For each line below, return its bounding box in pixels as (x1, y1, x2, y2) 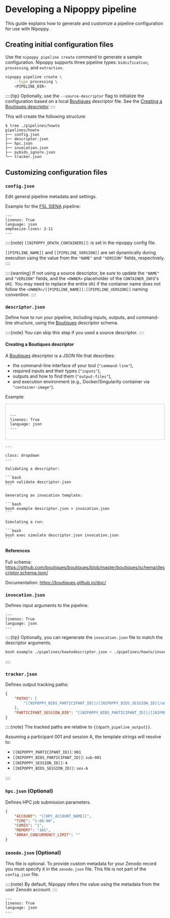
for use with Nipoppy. (5, 25, 50, 31)
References (5, 548, 30, 554)
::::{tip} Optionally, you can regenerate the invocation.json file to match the (5, 634, 163, 641)
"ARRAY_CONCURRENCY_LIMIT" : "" (14, 832, 80, 837)
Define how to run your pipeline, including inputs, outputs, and (5, 314, 135, 321)
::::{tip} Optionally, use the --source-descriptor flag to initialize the (5, 93, 144, 99)
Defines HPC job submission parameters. (5, 799, 91, 805)
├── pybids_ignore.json (5, 150, 56, 155)
